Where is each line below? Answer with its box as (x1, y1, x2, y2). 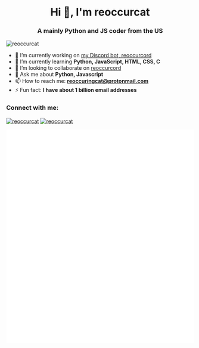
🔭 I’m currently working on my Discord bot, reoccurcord (14, 52, 152, 59)
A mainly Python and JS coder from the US (37, 27, 163, 35)
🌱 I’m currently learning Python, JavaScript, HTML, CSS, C (14, 58, 161, 65)
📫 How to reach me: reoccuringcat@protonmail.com (14, 78, 149, 85)
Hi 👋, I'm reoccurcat (50, 5, 150, 19)
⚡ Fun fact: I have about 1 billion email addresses (14, 87, 137, 94)
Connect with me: (6, 104, 59, 112)
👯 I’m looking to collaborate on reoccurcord (14, 64, 122, 72)
